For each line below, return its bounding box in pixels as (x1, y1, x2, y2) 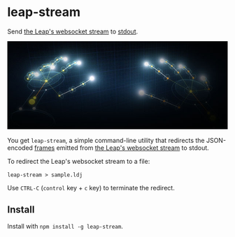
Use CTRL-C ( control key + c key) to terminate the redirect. (7, 183, 175, 192)
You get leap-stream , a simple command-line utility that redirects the (7, 136, 205, 144)
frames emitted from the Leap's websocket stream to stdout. (34, 144, 210, 152)
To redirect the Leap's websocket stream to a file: (7, 157, 150, 165)
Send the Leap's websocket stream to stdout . (7, 27, 138, 36)
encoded (7, 144, 34, 152)
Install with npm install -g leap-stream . (7, 222, 124, 231)
